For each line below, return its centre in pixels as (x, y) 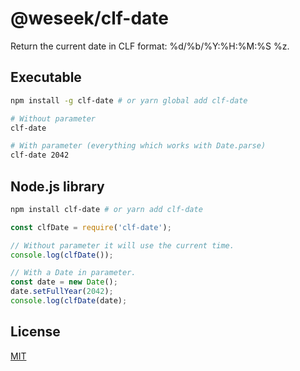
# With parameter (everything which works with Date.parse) (138, 146)
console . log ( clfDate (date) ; (69, 301)
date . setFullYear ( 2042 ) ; (62, 292)
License (35, 332)
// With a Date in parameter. (73, 273)
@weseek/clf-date (89, 18)
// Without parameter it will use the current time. (122, 245)
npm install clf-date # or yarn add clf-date (106, 209)
